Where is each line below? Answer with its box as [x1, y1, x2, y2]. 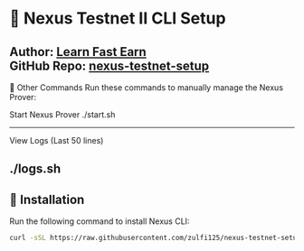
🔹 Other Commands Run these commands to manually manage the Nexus [9, 82, 283, 93]
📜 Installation [9, 191, 85, 207]
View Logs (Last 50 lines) [9, 135, 104, 145]
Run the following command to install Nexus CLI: [9, 216, 190, 227]
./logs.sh [9, 162, 62, 177]
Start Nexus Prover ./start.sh [9, 109, 116, 120]
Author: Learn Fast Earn [9, 44, 147, 60]
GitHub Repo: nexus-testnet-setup [9, 58, 210, 73]
